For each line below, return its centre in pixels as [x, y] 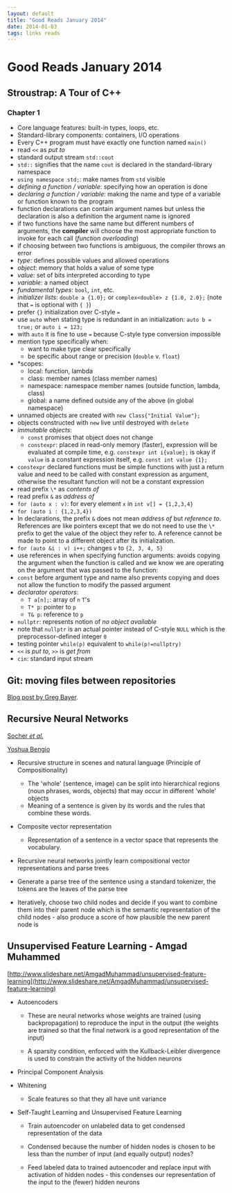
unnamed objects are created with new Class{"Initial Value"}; [109, 415]
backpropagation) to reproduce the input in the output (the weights [123, 1023]
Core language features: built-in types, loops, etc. [88, 128]
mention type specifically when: [63, 341]
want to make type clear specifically [79, 349]
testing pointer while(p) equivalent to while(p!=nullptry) [99, 644]
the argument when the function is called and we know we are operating [121, 563]
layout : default [30, 14]
